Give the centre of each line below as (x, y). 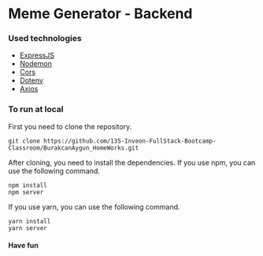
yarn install (30, 221)
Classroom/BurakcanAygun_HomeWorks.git (74, 148)
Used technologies (45, 39)
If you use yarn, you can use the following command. (94, 206)
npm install (28, 185)
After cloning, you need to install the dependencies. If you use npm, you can (132, 162)
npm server (26, 192)
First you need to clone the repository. (70, 126)
